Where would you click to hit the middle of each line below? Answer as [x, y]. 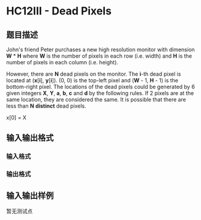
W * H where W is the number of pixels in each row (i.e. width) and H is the [99, 56]
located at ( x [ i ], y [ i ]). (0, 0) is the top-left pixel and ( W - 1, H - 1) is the [92, 80]
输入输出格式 [30, 138]
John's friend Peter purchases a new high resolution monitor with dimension [100, 50]
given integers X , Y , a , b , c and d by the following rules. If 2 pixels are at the [100, 93]
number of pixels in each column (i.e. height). [62, 62]
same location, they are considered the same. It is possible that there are [96, 99]
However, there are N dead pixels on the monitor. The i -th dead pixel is [94, 74]
